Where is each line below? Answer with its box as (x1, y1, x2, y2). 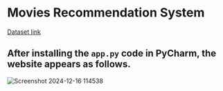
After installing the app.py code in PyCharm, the (7, 48, 217, 59)
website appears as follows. (7, 59, 131, 70)
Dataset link (7, 28, 42, 36)
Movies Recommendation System (7, 5, 205, 21)
